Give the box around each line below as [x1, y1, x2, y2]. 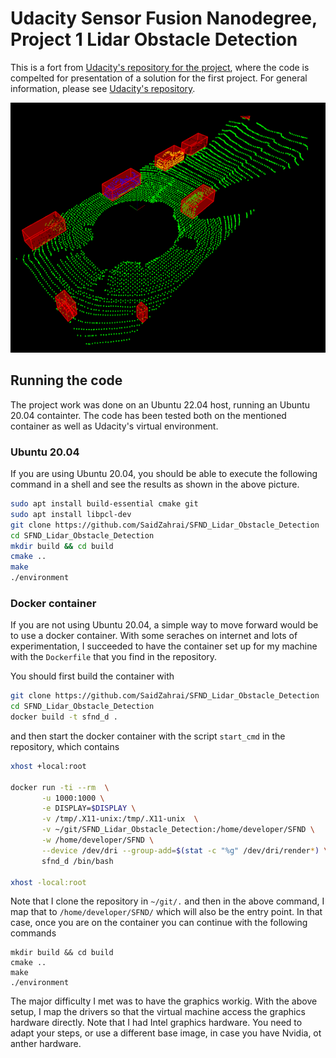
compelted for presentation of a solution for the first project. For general [10, 72, 308, 84]
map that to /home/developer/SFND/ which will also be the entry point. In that [10, 906, 323, 918]
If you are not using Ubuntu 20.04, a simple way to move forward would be [10, 619, 319, 631]
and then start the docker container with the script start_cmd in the [10, 730, 286, 742]
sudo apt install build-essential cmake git [10, 499, 199, 509]
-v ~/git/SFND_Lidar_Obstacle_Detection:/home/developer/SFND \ [41, 825, 315, 835]
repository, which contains [10, 740, 120, 752]
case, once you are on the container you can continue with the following [10, 917, 308, 929]
